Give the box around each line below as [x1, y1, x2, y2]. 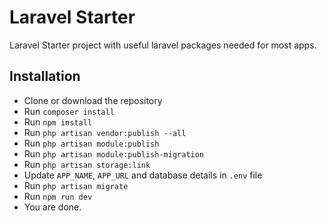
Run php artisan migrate [23, 179, 129, 191]
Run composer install [23, 105, 115, 117]
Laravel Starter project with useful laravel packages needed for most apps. [9, 39, 317, 51]
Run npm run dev [23, 190, 93, 202]
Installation [9, 68, 81, 85]
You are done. [23, 201, 82, 213]
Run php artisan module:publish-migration [23, 147, 205, 160]
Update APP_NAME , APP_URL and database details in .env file [23, 169, 263, 181]
